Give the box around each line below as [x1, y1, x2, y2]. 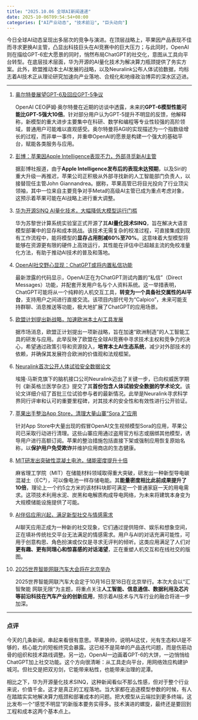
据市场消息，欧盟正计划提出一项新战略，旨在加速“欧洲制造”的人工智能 [15, 329, 185, 336]
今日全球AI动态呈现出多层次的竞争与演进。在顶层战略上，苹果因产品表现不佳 [6, 36, 192, 43]
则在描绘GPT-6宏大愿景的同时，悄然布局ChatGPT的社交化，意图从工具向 [6, 51, 183, 58]
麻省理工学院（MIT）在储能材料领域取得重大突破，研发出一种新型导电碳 [15, 470, 190, 477]
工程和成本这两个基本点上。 [6, 708, 74, 715]
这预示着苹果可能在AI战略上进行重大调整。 [15, 195, 119, 202]
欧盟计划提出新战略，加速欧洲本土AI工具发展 [15, 316, 124, 323]
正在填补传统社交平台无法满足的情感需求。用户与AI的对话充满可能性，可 [15, 531, 190, 538]
